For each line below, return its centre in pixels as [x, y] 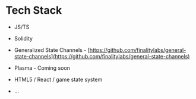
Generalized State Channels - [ [52, 50]
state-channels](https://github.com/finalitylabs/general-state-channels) [102, 56]
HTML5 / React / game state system [58, 79]
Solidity [23, 38]
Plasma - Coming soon [42, 68]
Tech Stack [34, 10]
